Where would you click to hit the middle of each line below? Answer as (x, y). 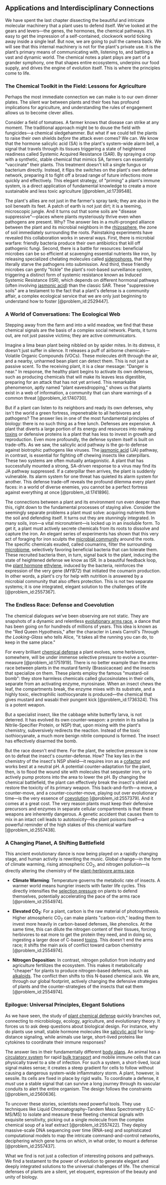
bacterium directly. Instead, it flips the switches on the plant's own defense (82, 170)
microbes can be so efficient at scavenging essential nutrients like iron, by (81, 254)
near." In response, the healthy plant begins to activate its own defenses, (79, 372)
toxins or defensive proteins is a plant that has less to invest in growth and (81, 434)
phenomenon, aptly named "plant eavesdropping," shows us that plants (78, 387)
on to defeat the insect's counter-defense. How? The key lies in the (74, 756)
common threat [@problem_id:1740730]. (46, 398)
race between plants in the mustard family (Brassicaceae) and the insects (80, 668)
